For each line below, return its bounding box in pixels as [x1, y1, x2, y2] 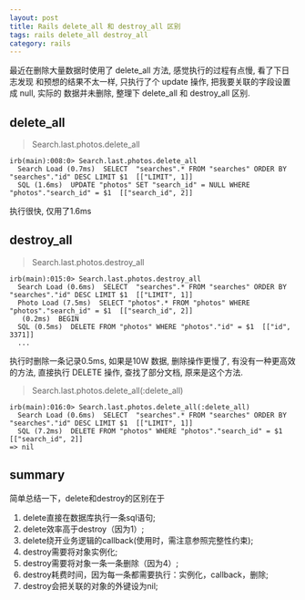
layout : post [9, 13, 59, 23]
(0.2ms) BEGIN [21, 314, 79, 324]
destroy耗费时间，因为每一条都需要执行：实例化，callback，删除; [22, 569, 269, 580]
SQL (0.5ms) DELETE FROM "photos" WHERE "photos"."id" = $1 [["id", [17, 322, 291, 331]
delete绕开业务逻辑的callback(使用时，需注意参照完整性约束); [22, 534, 254, 545]
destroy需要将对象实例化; [22, 546, 118, 557]
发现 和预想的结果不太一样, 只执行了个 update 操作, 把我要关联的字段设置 [16, 77, 291, 88]
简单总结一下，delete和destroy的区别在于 [9, 492, 166, 503]
